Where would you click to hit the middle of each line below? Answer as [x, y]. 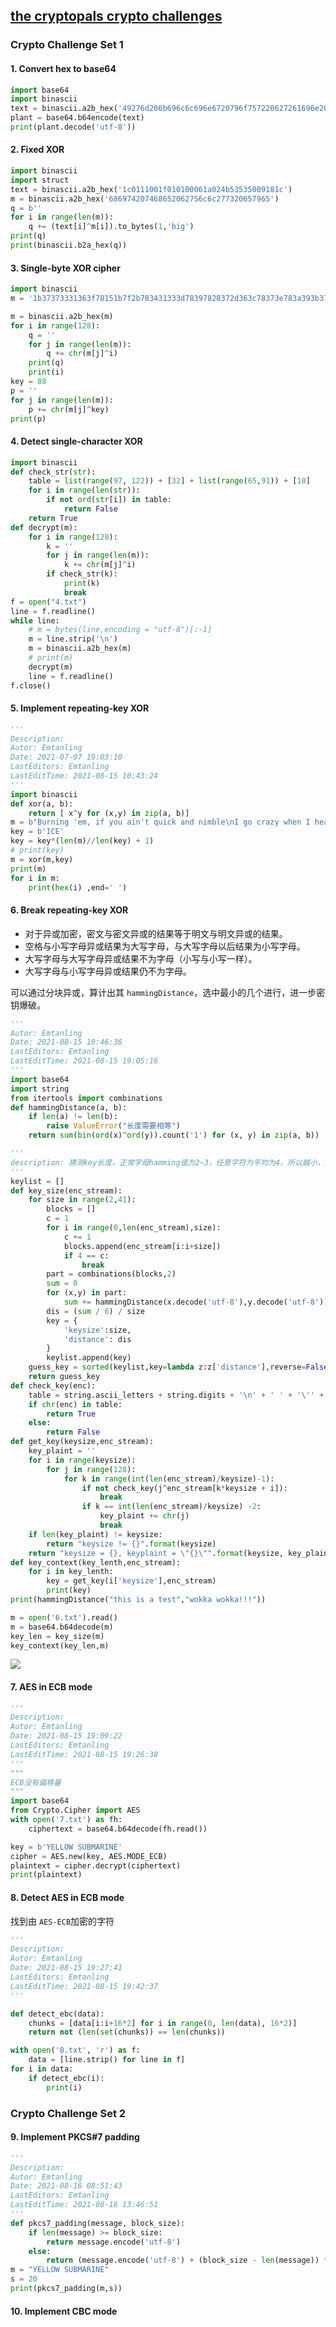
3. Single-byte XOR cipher [65, 268]
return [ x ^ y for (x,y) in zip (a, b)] [109, 813]
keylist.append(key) [89, 1358]
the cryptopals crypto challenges [116, 16]
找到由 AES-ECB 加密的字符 [62, 1921]
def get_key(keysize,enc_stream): [82, 1442]
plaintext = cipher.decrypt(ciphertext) [96, 1865]
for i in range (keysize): [82, 1460]
